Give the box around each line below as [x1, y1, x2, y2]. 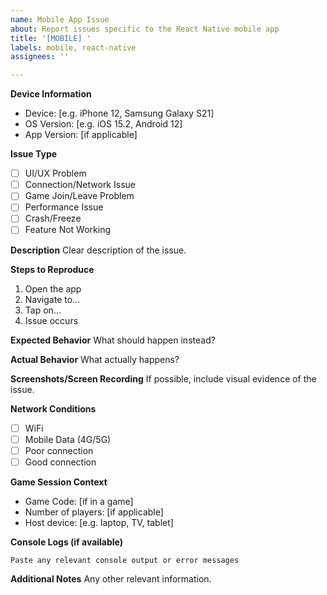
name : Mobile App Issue [10, 14, 110, 25]
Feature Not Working [24, 224, 112, 236]
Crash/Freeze [24, 212, 82, 225]
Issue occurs [24, 314, 79, 326]
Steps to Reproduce [10, 263, 95, 275]
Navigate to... [24, 293, 81, 305]
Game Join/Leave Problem [24, 190, 135, 202]
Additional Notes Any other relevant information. [10, 572, 212, 585]
